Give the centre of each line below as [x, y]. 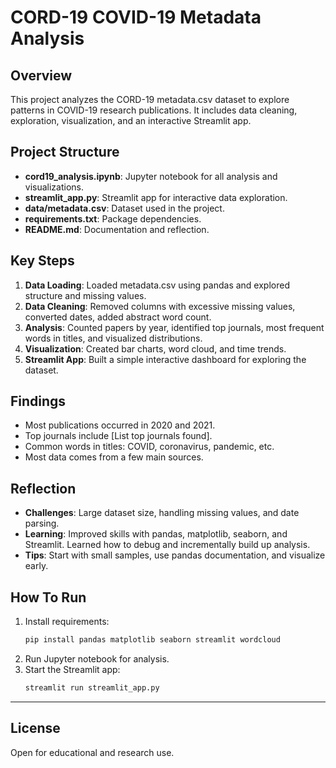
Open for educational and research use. [92, 752]
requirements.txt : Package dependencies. [113, 218]
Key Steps [42, 261]
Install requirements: [67, 622]
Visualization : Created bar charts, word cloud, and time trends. [155, 348]
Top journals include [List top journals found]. [118, 436]
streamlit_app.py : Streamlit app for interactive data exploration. [156, 197]
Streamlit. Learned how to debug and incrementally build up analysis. [167, 545]
